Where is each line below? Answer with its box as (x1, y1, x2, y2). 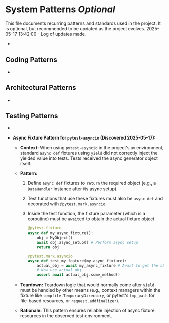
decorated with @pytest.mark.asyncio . (27, 201, 107, 207)
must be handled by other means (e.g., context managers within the (20, 287, 161, 293)
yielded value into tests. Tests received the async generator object (20, 155, 158, 161)
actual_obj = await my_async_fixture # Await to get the (37, 263, 158, 268)
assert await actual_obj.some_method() (37, 272, 120, 278)
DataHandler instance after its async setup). (27, 186, 118, 192)
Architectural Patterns (5, 83, 76, 92)
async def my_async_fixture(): (27, 230, 94, 236)
